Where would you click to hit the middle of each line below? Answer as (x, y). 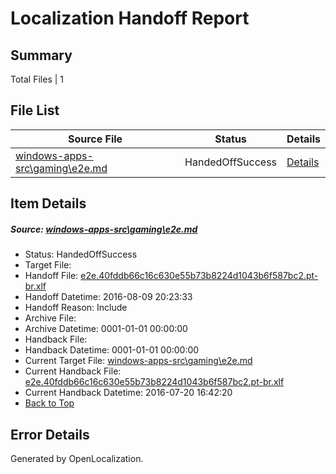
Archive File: (50, 318)
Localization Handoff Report (130, 18)
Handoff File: (51, 276)
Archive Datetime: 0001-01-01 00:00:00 (106, 329)
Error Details (50, 434)
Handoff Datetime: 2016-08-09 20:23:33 (108, 297)
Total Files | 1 (37, 79)
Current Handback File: (73, 371)
